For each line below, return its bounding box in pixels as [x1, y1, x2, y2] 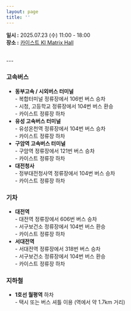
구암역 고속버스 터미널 [14, 139, 66, 147]
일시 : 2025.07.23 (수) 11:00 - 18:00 [6, 31, 91, 39]
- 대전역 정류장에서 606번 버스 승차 [14, 216, 97, 223]
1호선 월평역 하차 [14, 291, 54, 298]
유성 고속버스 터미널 [14, 117, 61, 125]
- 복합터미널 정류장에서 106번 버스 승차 [14, 95, 106, 102]
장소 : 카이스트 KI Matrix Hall [6, 39, 74, 46]
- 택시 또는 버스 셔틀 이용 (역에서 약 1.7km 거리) [14, 298, 126, 306]
